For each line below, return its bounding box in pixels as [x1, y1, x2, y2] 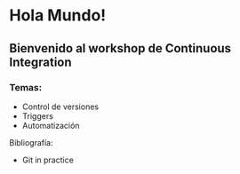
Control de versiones [21, 101, 100, 112]
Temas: [9, 81, 43, 93]
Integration [9, 54, 73, 69]
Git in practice [21, 154, 74, 165]
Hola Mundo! [9, 5, 107, 26]
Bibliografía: [9, 137, 53, 147]
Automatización [21, 120, 80, 130]
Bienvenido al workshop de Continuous [9, 41, 232, 56]
